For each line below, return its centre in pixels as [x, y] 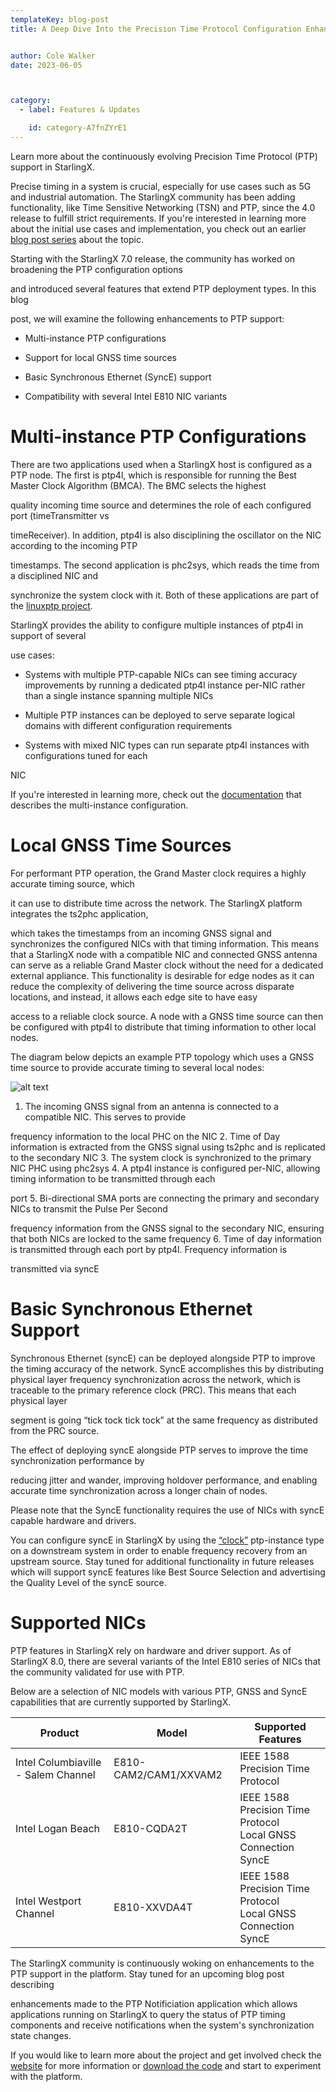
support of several [48, 635]
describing [32, 1984]
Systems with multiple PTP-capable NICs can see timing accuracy [161, 674]
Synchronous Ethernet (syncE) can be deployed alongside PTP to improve [163, 1358]
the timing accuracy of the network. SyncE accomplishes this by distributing [167, 1368]
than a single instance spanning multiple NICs [119, 695]
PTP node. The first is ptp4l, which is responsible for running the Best [153, 475]
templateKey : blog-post [60, 19]
